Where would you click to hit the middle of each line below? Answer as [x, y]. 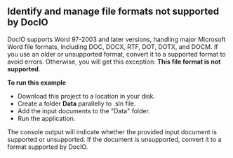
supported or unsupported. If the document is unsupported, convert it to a [114, 139]
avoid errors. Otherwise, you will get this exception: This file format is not [114, 62]
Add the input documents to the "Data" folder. [84, 110]
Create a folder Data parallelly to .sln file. [76, 103]
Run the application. [46, 118]
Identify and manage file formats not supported [113, 12]
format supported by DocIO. [48, 147]
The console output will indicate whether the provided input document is [112, 131]
